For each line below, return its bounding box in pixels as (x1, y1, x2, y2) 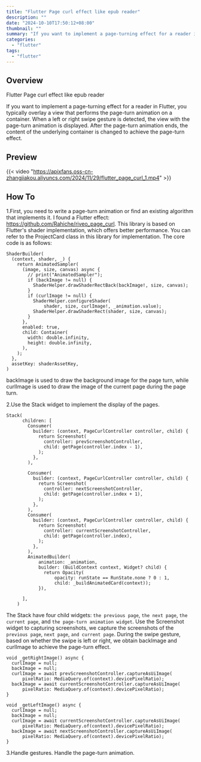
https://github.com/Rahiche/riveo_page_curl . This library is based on (6, 220, 175, 227)
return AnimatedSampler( (17, 262, 79, 268)
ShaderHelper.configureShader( (32, 298, 111, 304)
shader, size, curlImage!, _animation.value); (44, 303, 162, 309)
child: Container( (22, 330, 68, 336)
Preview (6, 152, 38, 162)
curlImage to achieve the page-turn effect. (6, 643, 111, 651)
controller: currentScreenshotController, (44, 528, 151, 534)
